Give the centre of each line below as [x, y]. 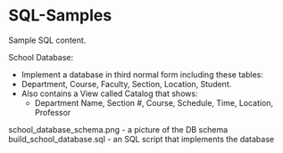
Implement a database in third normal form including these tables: [142, 74]
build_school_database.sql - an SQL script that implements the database [141, 139]
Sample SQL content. [47, 40]
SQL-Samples [60, 16]
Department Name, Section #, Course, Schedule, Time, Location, [154, 102]
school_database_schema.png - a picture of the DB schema [118, 129]
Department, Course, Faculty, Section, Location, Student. [126, 84]
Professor [53, 112]
